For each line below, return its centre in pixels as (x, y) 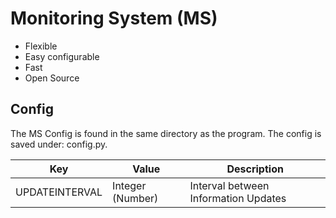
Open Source (52, 78)
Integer (129, 185)
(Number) (135, 198)
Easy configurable (62, 56)
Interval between (229, 185)
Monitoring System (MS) (114, 18)
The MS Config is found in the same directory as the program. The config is (166, 133)
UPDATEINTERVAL (59, 192)
